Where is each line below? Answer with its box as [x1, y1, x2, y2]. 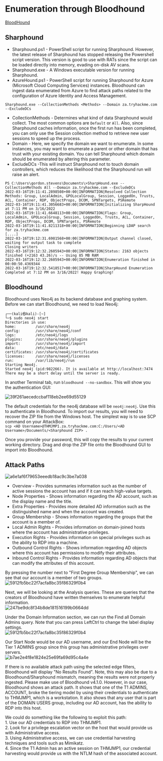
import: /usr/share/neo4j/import [5, 341, 86, 346]
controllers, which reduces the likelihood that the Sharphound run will [12, 166, 151, 172]
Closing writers [5, 244, 38, 249]
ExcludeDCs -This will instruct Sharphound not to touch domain [12, 161, 139, 167]
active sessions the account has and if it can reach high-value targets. [12, 488, 153, 494]
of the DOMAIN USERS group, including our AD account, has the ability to [5, 700, 152, 706]
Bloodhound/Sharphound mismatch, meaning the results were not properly [5, 674, 155, 680]
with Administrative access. [5, 730, 60, 736]
